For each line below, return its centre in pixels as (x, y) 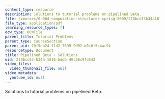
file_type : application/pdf (34, 23)
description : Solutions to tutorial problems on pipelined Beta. (73, 14)
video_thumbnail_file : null (38, 69)
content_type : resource (29, 10)
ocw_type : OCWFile (24, 32)
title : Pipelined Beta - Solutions (41, 55)
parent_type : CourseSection (34, 41)
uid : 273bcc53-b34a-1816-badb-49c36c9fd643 (50, 59)
